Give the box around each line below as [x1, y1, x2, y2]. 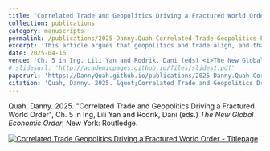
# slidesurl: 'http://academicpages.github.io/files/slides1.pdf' [8, 64, 235, 72]
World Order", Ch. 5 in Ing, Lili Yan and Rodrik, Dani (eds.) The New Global [8, 109, 254, 119]
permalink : [8, 34, 45, 43]
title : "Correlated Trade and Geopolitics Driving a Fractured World [8, 11, 247, 20]
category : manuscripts [8, 27, 84, 35]
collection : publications [8, 19, 95, 27]
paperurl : [8, 71, 42, 80]
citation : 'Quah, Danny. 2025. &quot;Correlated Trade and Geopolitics [8, 79, 253, 87]
